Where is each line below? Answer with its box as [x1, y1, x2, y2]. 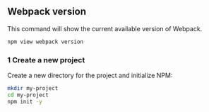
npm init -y [7, 98, 42, 105]
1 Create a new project [7, 55, 85, 65]
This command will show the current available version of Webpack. [7, 24, 203, 33]
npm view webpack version [7, 38, 83, 45]
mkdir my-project [7, 84, 59, 91]
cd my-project [7, 91, 49, 99]
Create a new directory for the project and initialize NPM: [7, 71, 173, 79]
